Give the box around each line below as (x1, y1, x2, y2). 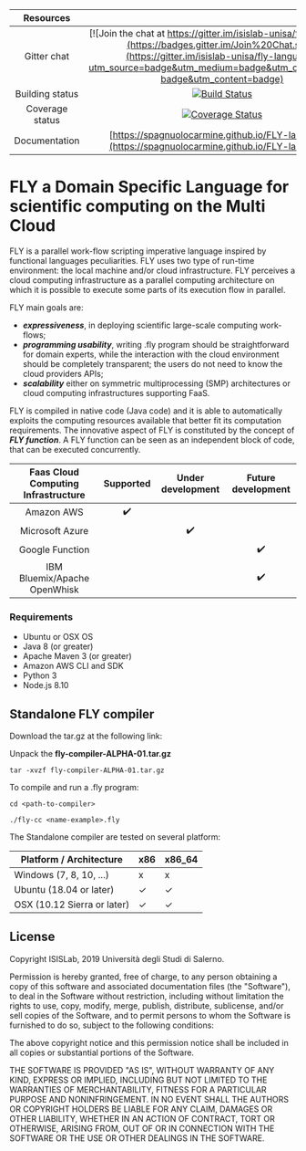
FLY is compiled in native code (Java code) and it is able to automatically (9, 405, 283, 416)
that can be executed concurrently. (9, 444, 141, 455)
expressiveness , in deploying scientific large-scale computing (22, 319, 258, 330)
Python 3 (22, 670, 57, 681)
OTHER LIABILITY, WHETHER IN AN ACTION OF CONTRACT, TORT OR (9, 1113, 275, 1124)
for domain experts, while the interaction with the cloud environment (22, 349, 280, 360)
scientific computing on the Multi (9, 196, 266, 217)
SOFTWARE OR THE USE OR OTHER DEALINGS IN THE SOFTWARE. (9, 1132, 265, 1144)
